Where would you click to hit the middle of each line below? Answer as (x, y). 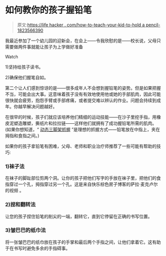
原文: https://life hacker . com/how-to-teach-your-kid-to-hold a (81, 25)
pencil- (153, 25)
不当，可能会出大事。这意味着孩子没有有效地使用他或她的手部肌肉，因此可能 (83, 94)
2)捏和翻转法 (21, 205)
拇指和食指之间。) (22, 135)
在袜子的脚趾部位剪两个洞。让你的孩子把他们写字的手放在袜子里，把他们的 (81, 178)
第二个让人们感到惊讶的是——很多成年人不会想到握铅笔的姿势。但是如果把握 (83, 88)
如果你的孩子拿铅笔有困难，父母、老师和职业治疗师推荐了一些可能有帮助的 (81, 146)
